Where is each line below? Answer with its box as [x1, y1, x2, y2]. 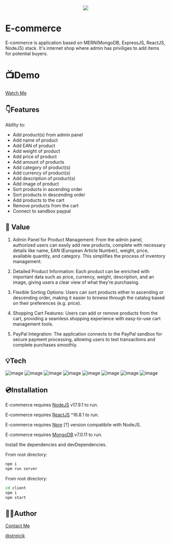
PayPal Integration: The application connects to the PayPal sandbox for [12, 331, 162, 337]
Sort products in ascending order [12, 186, 83, 192]
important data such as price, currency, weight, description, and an [12, 274, 154, 280]
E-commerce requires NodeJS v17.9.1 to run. [5, 402, 99, 408]
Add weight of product [12, 148, 60, 154]
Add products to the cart [12, 197, 65, 203]
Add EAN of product [12, 142, 56, 148]
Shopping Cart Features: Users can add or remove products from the [12, 310, 158, 316]
